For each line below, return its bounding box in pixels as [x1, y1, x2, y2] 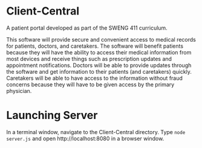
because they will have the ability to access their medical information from [6, 48, 192, 56]
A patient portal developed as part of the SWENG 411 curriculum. [6, 24, 168, 31]
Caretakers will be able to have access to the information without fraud [6, 74, 183, 82]
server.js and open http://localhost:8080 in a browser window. [6, 135, 165, 142]
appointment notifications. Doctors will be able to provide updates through [6, 62, 192, 69]
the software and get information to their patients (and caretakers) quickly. [6, 68, 192, 75]
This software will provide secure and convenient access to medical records [6, 36, 197, 43]
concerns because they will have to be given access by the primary [6, 80, 175, 88]
